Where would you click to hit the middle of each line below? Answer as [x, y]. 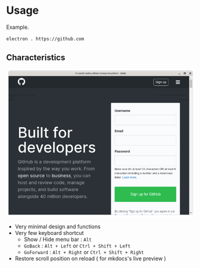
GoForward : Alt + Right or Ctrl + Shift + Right [84, 252]
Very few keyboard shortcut [49, 233]
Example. [18, 27]
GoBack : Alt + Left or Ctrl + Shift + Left [77, 245]
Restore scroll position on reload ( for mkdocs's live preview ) [90, 258]
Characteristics [36, 58]
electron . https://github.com [45, 39]
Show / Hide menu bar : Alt [57, 239]
